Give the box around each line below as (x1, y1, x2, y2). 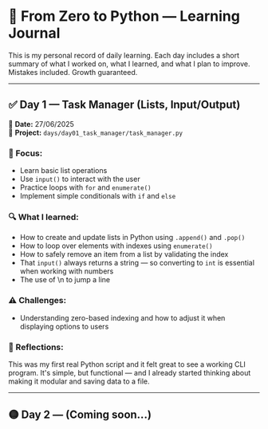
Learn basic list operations (19, 166, 108, 175)
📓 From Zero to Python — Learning (8, 7, 241, 26)
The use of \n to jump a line (19, 275, 110, 285)
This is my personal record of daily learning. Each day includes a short (8, 50, 239, 60)
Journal (8, 24, 61, 42)
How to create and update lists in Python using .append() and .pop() (19, 233, 246, 242)
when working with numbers (19, 266, 114, 276)
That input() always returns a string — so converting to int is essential (19, 258, 255, 268)
